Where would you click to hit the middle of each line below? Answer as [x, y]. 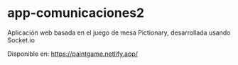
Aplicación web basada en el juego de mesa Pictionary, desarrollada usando [119, 32]
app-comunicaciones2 [76, 13]
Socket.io [21, 40]
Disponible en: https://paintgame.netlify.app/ [73, 54]
